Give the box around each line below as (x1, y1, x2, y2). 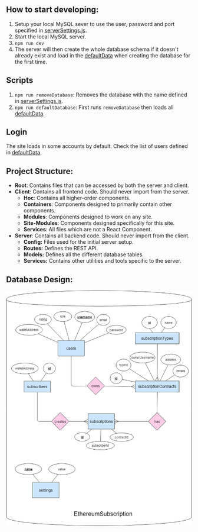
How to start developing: (6, 5, 99, 15)
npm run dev (14, 40, 44, 46)
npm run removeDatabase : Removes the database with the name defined (14, 91, 187, 98)
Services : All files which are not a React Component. (23, 226, 152, 233)
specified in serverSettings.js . (14, 27, 87, 34)
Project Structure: (6, 166, 74, 176)
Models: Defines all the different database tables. (23, 251, 144, 258)
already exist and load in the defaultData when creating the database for (14, 51, 190, 59)
